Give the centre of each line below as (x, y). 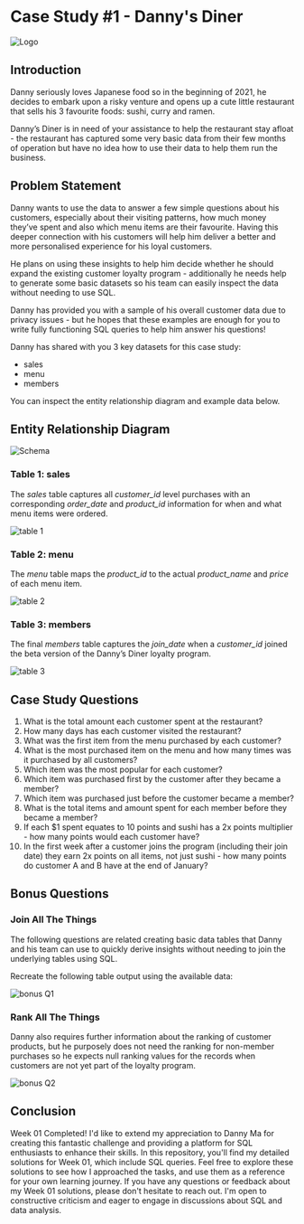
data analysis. (36, 1210)
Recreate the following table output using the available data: (122, 976)
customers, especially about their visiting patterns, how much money (138, 217)
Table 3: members (51, 624)
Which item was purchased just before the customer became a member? (158, 798)
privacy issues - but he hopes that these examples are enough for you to (145, 319)
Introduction (46, 70)
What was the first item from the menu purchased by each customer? (152, 741)
